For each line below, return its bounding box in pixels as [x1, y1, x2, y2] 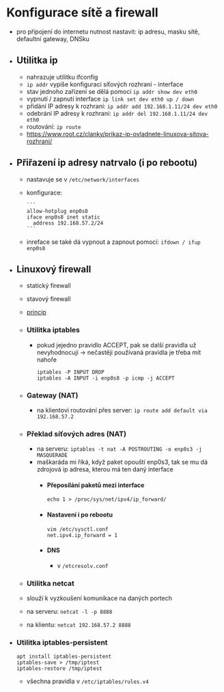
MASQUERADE [36, 452, 68, 459]
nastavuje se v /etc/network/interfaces [26, 175, 140, 183]
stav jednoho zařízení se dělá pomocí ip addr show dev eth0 [26, 87, 197, 95]
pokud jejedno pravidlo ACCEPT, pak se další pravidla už [36, 341, 197, 349]
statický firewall [26, 282, 71, 290]
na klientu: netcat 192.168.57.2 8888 [26, 621, 131, 629]
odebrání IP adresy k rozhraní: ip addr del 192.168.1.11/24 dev [26, 109, 208, 117]
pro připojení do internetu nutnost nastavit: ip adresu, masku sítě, [16, 27, 200, 36]
